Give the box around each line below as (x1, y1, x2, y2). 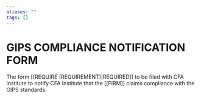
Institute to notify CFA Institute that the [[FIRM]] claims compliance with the (6, 80, 195, 87)
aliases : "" (6, 8, 37, 15)
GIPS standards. (6, 86, 47, 94)
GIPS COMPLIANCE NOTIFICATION (6, 41, 186, 54)
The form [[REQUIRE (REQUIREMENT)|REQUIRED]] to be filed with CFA (6, 73, 184, 80)
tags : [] (6, 15, 29, 21)
